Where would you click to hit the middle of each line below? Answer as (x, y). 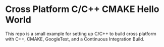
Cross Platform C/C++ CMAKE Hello (82, 9)
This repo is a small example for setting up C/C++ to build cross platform (81, 33)
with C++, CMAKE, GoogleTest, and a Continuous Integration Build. (75, 39)
